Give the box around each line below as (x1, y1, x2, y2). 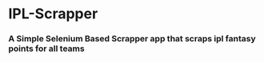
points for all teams (8, 43, 86, 54)
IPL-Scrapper (8, 5, 98, 23)
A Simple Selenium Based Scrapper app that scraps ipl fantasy (8, 33, 256, 45)
